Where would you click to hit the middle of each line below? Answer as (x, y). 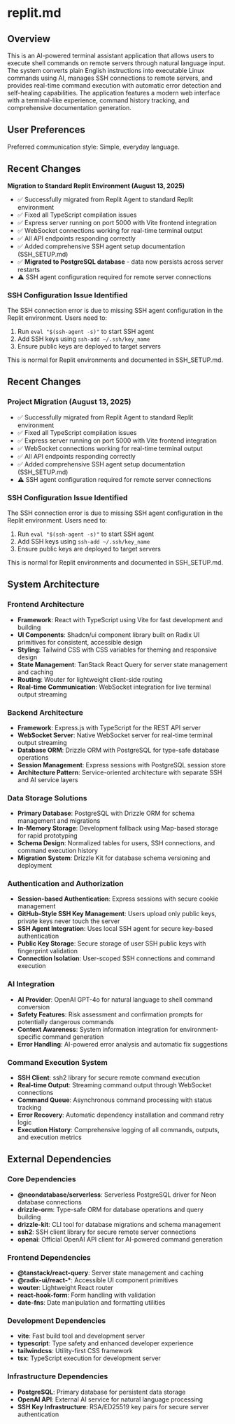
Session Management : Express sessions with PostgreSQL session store (121, 765)
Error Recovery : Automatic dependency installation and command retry (121, 1115)
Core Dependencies (42, 1179)
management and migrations (59, 821)
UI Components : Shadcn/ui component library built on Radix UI (108, 634)
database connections (49, 1202)
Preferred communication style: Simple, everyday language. (93, 147)
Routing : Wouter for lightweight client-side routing (90, 679)
